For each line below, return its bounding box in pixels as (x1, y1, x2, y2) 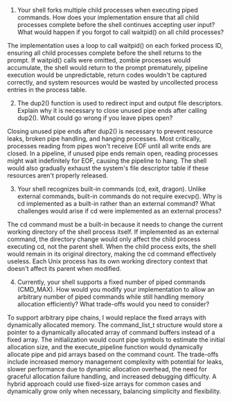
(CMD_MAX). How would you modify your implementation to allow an (17, 286, 215, 293)
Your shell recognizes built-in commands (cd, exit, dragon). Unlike (17, 185, 206, 193)
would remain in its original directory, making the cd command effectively (7, 250, 217, 258)
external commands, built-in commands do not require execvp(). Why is (17, 192, 223, 200)
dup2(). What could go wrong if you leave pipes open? (17, 114, 173, 122)
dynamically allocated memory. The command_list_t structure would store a (7, 321, 223, 329)
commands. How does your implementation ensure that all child (17, 13, 199, 21)
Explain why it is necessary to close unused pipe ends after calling (17, 107, 208, 114)
